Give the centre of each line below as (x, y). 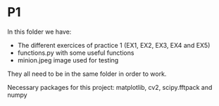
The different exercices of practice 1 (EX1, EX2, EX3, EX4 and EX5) (114, 45)
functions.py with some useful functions (76, 53)
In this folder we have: (39, 32)
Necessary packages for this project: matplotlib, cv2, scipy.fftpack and (110, 87)
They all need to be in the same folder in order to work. (87, 74)
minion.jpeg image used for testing (68, 60)
